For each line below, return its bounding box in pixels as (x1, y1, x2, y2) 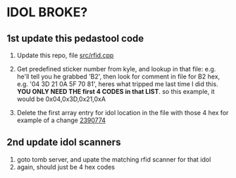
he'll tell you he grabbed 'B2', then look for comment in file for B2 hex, (16, 72, 221, 81)
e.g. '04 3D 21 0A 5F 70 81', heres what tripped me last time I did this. (16, 80, 219, 88)
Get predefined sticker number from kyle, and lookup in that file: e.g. (16, 65, 216, 73)
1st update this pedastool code (6, 32, 144, 44)
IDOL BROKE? (6, 4, 88, 20)
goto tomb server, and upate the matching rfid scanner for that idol (16, 155, 211, 163)
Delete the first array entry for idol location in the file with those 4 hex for (16, 109, 229, 117)
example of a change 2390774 (16, 116, 106, 124)
